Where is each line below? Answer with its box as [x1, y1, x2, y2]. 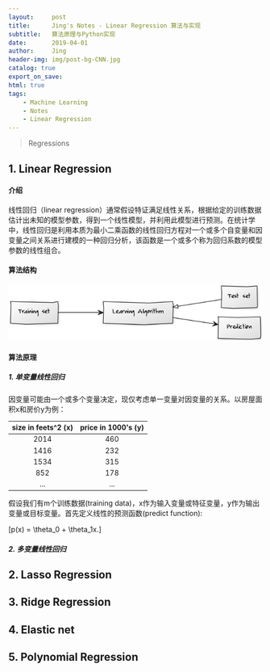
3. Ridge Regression [8, 595, 111, 609]
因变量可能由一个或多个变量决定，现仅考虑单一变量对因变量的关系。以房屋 [8, 394, 255, 404]
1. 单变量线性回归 [8, 372, 65, 382]
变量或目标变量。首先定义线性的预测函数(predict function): [8, 508, 203, 518]
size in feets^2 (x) [11, 422, 74, 432]
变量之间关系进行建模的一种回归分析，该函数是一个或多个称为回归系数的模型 [8, 235, 263, 245]
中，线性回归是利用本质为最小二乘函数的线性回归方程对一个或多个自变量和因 [8, 225, 263, 234]
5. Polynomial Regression [8, 650, 139, 664]
